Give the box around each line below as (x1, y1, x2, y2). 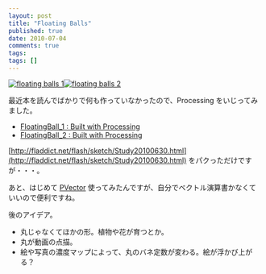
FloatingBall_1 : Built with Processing (19, 122, 141, 131)
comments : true (8, 42, 60, 50)
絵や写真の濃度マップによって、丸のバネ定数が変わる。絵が (19, 247, 218, 256)
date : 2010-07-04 (8, 34, 67, 43)
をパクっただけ (188, 155, 239, 165)
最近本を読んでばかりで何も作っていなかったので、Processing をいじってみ (8, 95, 259, 105)
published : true (8, 27, 63, 35)
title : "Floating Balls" (8, 19, 92, 27)
